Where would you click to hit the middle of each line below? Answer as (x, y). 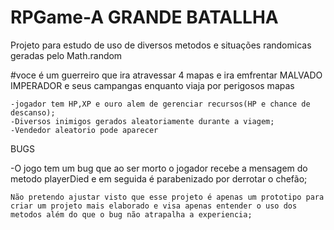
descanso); (33, 112)
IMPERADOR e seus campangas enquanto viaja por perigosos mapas (152, 85)
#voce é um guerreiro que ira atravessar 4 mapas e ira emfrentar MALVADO (166, 75)
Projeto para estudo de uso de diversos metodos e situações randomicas (161, 45)
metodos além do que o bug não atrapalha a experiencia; (131, 214)
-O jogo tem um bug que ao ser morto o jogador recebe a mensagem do (159, 168)
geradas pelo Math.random (66, 55)
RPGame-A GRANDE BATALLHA (144, 17)
